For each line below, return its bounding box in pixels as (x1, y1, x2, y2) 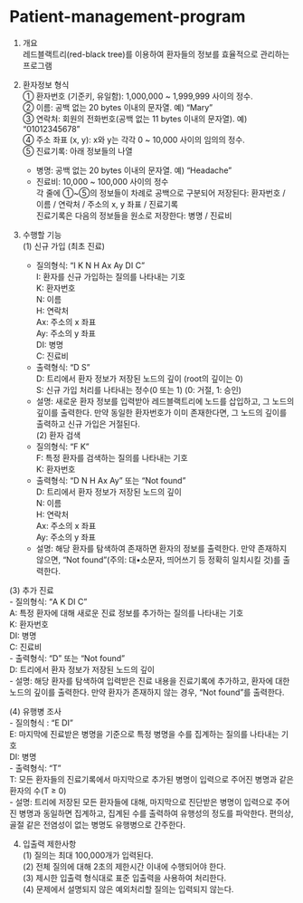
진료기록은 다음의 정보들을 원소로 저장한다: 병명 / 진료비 (35, 210, 232, 221)
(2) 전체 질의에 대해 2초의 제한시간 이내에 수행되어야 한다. (22, 860, 226, 871)
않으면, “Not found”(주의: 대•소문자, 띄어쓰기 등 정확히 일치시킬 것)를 (35, 554, 281, 565)
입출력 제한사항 (22, 838, 77, 849)
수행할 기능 (22, 229, 62, 240)
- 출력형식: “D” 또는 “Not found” (9, 652, 126, 663)
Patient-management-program (9, 6, 246, 27)
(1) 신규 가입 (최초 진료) (22, 240, 106, 251)
